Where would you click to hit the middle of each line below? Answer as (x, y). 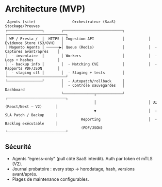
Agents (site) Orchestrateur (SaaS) (62, 22)
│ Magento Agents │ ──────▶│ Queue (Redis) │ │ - (81, 47)
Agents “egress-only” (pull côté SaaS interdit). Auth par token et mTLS (82, 158)
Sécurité (18, 147)
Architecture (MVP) (45, 9)
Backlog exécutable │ (31, 124)
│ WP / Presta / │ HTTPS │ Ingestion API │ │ (78, 39)
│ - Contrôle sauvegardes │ (93, 85)
